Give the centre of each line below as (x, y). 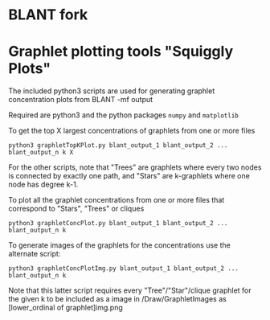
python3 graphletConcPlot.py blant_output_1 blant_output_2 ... (118, 224)
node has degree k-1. (43, 185)
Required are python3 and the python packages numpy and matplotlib (124, 115)
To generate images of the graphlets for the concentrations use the (119, 245)
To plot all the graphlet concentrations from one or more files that (117, 200)
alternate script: (35, 254)
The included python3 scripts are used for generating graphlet (112, 91)
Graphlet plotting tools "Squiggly (121, 52)
